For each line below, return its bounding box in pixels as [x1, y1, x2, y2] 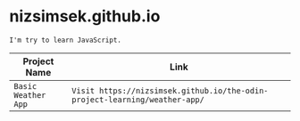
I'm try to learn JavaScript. [9, 36, 122, 44]
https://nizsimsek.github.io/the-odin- [98, 85, 269, 95]
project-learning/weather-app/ [71, 94, 205, 104]
